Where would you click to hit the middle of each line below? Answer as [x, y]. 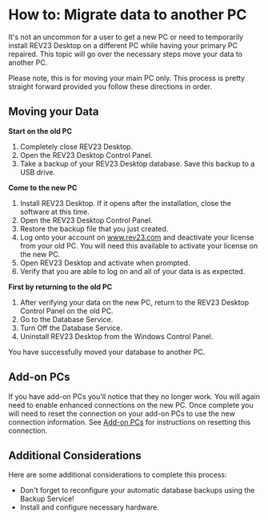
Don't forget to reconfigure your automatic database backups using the [137, 490]
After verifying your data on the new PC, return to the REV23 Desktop [134, 302]
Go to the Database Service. [66, 319]
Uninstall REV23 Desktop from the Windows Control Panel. [116, 336]
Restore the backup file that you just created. [94, 228]
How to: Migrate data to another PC [128, 15]
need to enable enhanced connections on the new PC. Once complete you [131, 405]
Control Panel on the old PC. [66, 311]
